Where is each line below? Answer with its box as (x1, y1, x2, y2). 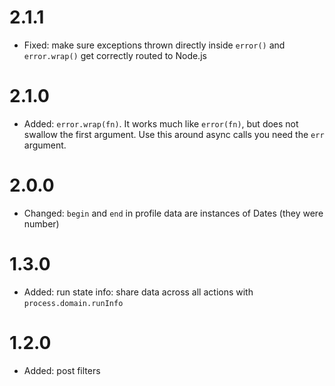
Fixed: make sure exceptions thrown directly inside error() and (23, 39, 286, 51)
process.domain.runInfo (23, 298, 124, 308)
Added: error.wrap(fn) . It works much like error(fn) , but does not (23, 117, 299, 130)
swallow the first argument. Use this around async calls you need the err (23, 128, 325, 140)
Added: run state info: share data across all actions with (23, 286, 254, 298)
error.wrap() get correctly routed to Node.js (23, 49, 207, 61)
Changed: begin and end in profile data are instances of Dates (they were (23, 207, 324, 219)
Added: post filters (23, 364, 101, 376)
